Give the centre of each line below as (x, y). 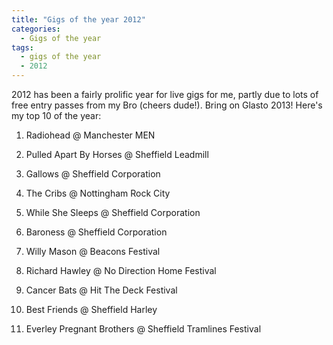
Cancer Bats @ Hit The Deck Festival (101, 290)
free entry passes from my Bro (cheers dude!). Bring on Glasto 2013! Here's (167, 105)
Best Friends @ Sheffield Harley (91, 309)
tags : (22, 47)
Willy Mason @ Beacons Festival (93, 251)
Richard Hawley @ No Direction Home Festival (121, 270)
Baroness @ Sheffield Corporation (96, 232)
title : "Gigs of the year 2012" (78, 19)
